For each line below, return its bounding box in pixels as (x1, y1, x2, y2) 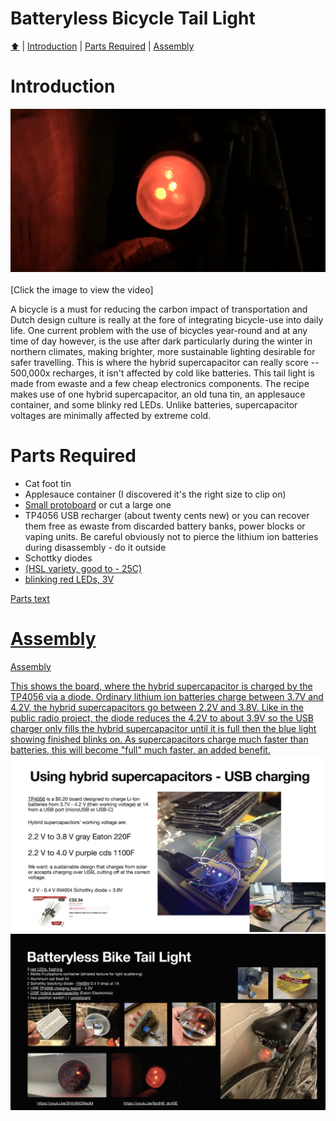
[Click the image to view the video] (10, 283, 154, 296)
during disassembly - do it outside (24, 541, 167, 553)
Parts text (10, 592, 50, 604)
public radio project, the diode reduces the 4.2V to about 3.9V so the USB (10, 712, 314, 724)
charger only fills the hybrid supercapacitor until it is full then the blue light (10, 722, 317, 734)
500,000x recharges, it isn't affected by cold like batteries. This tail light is (10, 367, 315, 379)
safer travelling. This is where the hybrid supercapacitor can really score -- (10, 356, 320, 368)
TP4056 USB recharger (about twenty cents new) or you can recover (24, 509, 310, 521)
